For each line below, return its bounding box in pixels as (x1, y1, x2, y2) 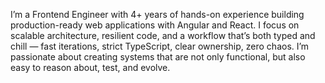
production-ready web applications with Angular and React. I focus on (10, 19, 300, 31)
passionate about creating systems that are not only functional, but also (10, 51, 306, 63)
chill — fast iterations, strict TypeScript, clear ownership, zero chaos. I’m (10, 40, 310, 52)
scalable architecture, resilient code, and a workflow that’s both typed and (10, 30, 316, 41)
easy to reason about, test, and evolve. (10, 62, 171, 73)
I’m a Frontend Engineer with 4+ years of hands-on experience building (10, 9, 305, 20)
